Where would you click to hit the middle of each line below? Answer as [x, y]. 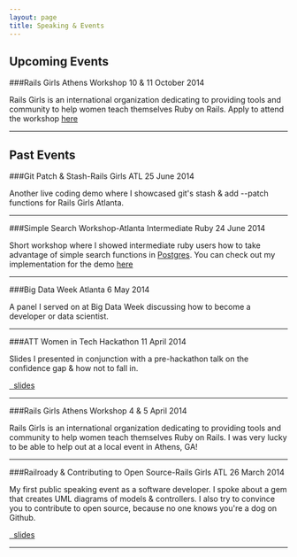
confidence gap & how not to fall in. [74, 368]
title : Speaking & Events [57, 26]
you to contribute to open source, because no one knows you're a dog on [143, 508]
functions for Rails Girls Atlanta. [67, 203]
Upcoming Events [59, 62]
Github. [23, 518]
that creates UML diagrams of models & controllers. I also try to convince [142, 499]
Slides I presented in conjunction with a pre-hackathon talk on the [129, 359]
